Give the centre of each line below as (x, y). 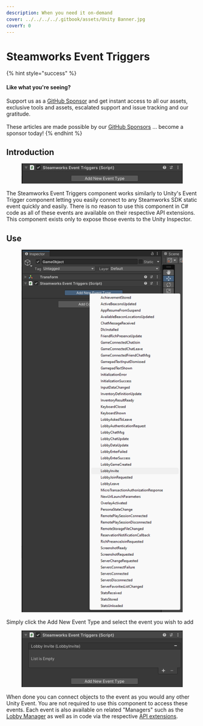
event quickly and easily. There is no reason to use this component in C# (97, 206)
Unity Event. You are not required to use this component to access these (97, 704)
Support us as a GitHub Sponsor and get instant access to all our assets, (97, 101)
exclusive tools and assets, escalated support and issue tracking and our (98, 107)
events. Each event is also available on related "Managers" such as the (95, 710)
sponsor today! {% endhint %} (44, 133)
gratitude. (19, 114)
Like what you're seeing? (39, 87)
